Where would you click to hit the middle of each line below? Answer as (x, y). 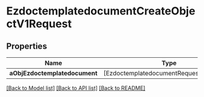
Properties (27, 46)
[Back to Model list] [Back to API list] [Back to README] (76, 88)
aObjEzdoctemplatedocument (53, 73)
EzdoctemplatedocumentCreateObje (101, 11)
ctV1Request (39, 24)
